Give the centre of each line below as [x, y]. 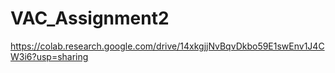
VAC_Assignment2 [90, 18]
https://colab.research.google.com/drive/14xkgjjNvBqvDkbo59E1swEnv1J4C [167, 46]
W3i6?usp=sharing [49, 56]
